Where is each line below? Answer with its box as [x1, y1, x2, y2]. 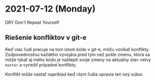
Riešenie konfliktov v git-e [5, 33, 87, 42]
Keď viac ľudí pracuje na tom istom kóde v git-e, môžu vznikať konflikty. [5, 46, 150, 52]
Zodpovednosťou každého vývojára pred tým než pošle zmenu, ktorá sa [5, 51, 150, 57]
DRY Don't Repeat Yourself [5, 19, 60, 25]
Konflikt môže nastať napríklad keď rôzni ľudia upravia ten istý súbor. [5, 71, 144, 77]
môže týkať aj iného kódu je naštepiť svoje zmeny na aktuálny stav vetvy [5, 57, 151, 63]
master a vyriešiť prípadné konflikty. [5, 62, 77, 67]
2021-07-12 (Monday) [5, 3, 96, 15]
